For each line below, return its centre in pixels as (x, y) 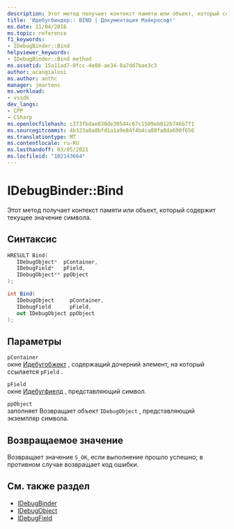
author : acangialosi (37, 72)
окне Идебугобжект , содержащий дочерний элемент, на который (106, 365)
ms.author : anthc (32, 78)
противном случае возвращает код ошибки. (73, 465)
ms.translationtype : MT (42, 137)
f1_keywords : (26, 40)
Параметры (34, 341)
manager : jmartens (34, 85)
